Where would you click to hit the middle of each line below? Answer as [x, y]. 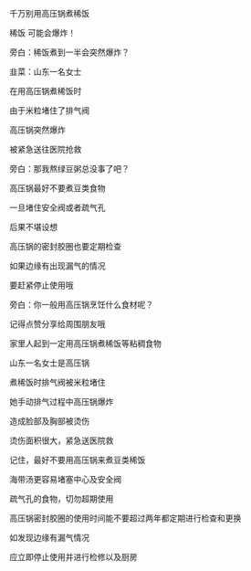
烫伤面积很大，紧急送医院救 [62, 440]
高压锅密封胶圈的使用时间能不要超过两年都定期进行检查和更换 [125, 518]
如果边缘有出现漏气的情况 [58, 266]
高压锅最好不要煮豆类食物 [58, 188]
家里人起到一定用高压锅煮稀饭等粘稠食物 [85, 344]
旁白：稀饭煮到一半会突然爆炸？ [69, 52]
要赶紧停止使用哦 [42, 285]
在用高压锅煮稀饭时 [46, 91]
